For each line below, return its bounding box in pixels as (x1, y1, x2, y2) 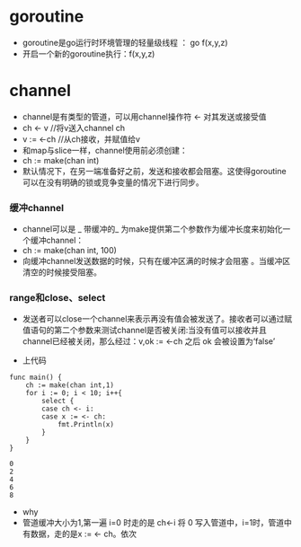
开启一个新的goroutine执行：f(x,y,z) (22, 48, 155, 59)
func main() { (9, 373, 63, 383)
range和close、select (9, 292, 106, 304)
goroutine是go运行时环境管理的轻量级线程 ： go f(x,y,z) (22, 37, 228, 48)
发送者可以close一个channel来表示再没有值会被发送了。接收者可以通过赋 (22, 313, 293, 324)
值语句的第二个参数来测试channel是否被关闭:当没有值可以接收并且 (22, 325, 268, 336)
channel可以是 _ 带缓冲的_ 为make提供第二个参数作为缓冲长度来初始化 (22, 224, 283, 234)
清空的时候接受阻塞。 (22, 267, 102, 278)
